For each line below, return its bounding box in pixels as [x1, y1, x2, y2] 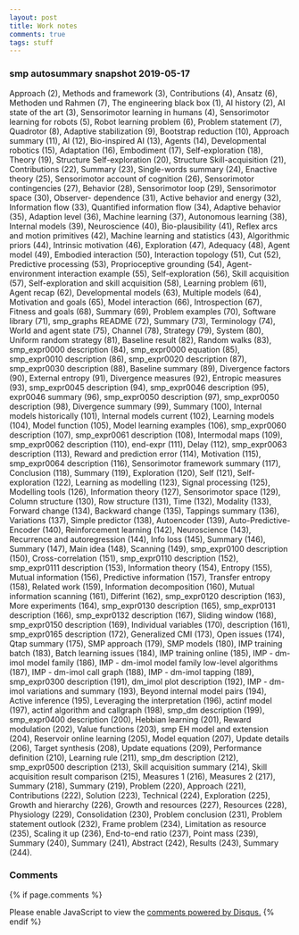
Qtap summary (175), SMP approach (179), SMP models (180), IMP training [9, 638, 283, 648]
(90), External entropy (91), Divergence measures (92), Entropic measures [9, 372, 282, 383]
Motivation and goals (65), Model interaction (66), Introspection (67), [9, 296, 262, 307]
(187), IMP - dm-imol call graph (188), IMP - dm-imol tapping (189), [9, 666, 254, 677]
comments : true [9, 29, 66, 38]
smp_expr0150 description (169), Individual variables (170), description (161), [9, 619, 290, 630]
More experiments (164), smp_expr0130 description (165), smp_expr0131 [9, 600, 276, 611]
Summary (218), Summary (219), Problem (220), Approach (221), [9, 781, 247, 791]
